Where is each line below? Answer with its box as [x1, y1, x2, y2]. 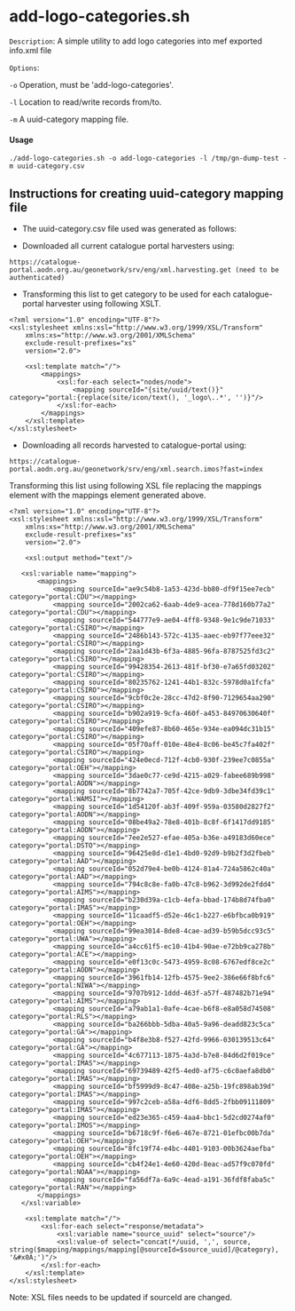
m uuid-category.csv [9, 162, 86, 171]
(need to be [235, 265, 279, 274]
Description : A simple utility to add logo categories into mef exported [9, 36, 263, 46]
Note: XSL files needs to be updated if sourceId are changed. [9, 1291, 233, 1302]
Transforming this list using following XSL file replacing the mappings [9, 480, 262, 490]
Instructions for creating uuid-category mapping [9, 186, 283, 201]
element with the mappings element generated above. [9, 489, 206, 500]
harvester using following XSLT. [45, 298, 161, 308]
